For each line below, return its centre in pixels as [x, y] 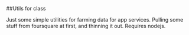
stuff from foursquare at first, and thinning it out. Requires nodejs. [86, 26]
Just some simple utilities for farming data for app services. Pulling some [95, 20]
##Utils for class [26, 8]
